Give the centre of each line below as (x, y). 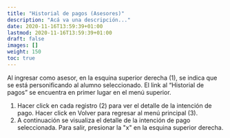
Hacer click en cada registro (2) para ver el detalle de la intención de (114, 105)
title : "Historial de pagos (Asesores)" (66, 13)
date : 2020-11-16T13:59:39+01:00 (55, 26)
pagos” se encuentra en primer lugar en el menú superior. (89, 92)
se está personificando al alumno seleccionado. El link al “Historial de (106, 85)
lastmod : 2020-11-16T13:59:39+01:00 (60, 33)
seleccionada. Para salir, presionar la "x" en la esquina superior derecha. (120, 127)
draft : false (26, 39)
